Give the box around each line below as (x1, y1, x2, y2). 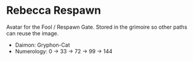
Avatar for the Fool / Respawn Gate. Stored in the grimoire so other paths (6, 23, 188, 30)
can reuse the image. (6, 29, 59, 36)
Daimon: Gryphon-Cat (14, 41, 71, 48)
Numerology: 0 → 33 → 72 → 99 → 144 (14, 47, 113, 54)
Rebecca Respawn (6, 4, 101, 17)
